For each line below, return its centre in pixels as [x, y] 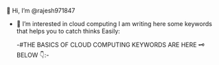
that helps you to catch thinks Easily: [68, 31]
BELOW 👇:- [33, 55]
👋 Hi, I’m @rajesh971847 [41, 11]
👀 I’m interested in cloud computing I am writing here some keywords [114, 24]
